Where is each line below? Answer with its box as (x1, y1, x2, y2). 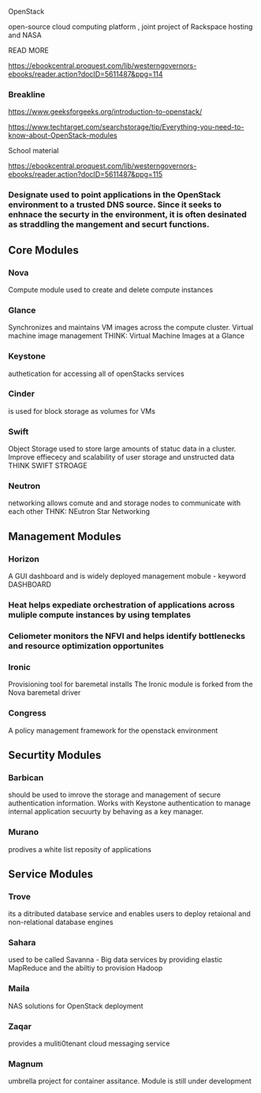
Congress (8, 708, 47, 719)
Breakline (8, 88, 46, 100)
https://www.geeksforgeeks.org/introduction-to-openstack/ (8, 107, 203, 117)
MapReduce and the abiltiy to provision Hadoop (8, 963, 163, 973)
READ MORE (8, 46, 49, 54)
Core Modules (8, 243, 79, 257)
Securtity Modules (8, 748, 102, 761)
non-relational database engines (8, 918, 114, 927)
